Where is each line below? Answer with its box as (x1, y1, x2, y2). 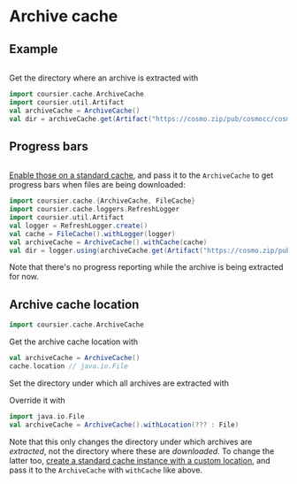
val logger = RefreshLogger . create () (9, 221, 148, 230)
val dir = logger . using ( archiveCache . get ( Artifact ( (9, 246, 203, 255)
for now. (9, 272, 40, 282)
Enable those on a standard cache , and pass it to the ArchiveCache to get (9, 170, 274, 181)
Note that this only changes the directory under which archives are (9, 436, 253, 447)
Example (9, 42, 58, 57)
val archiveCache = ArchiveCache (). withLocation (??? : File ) (9, 420, 240, 429)
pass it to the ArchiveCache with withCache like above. (9, 465, 203, 475)
